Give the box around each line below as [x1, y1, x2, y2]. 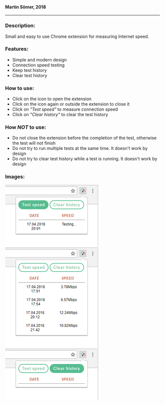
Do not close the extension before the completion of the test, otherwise [12, 135, 157, 141]
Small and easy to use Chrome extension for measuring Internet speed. [5, 33, 149, 39]
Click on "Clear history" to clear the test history [12, 112, 109, 117]
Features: [5, 46, 28, 53]
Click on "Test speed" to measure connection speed [12, 106, 118, 113]
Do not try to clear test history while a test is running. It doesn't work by [12, 156, 158, 162]
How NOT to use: [5, 124, 47, 131]
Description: [5, 22, 35, 29]
